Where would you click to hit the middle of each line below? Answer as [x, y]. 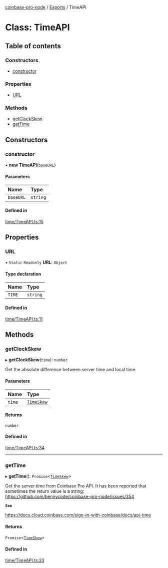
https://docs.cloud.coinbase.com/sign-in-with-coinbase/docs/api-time [78, 515]
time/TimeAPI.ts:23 [25, 560]
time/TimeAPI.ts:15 [24, 221]
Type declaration [23, 274]
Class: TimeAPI [37, 28]
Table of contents [33, 46]
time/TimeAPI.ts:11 [24, 319]
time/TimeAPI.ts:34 [25, 447]
